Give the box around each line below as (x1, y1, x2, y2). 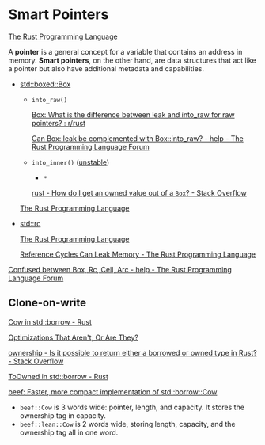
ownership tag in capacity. (19, 410, 107, 420)
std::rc (19, 219, 41, 228)
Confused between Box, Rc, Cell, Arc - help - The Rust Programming (8, 264, 232, 274)
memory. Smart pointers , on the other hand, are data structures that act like (8, 55, 256, 65)
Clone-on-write (8, 296, 87, 310)
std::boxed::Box (19, 79, 71, 89)
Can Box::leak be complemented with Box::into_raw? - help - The (31, 133, 244, 143)
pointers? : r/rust (31, 118, 85, 127)
